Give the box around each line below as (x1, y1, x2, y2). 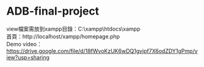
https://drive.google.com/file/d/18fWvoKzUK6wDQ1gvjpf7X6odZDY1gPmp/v (6, 47, 198, 54)
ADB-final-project (6, 4, 100, 18)
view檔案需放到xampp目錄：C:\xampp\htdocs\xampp (6, 25, 140, 32)
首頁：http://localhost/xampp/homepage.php (6, 32, 120, 40)
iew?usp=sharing (6, 54, 50, 61)
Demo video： (6, 40, 43, 48)
